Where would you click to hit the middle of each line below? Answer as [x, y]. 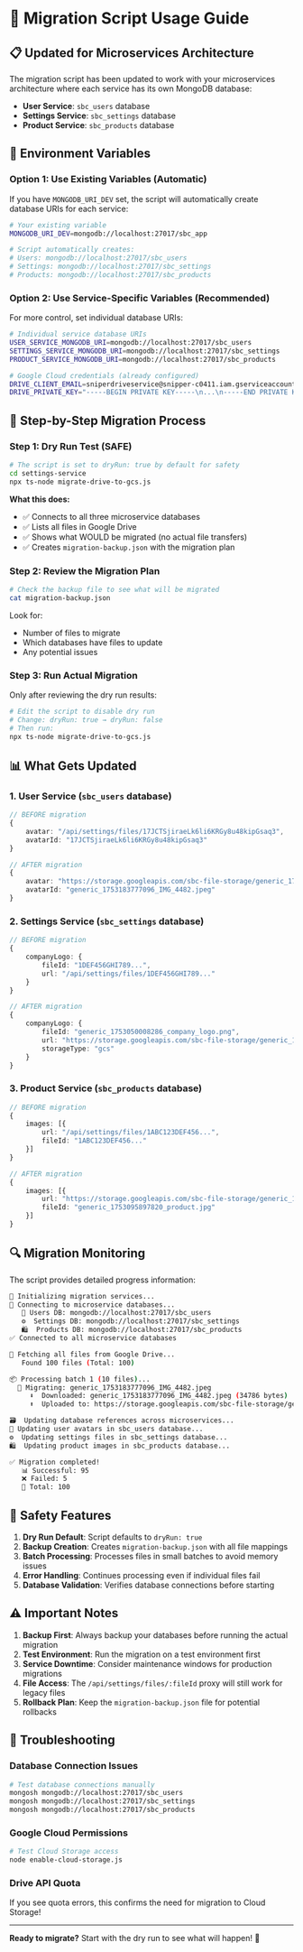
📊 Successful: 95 [55, 1470]
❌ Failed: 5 [44, 1479]
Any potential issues [60, 652]
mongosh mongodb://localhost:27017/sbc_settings [102, 1801]
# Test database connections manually [82, 1785]
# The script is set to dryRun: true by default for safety [125, 465]
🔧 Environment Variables [80, 154]
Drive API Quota [45, 1883]
